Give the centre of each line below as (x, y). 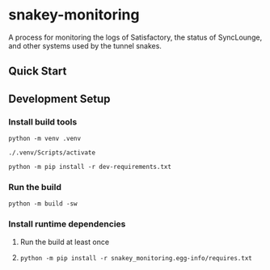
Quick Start (38, 72)
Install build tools (43, 121)
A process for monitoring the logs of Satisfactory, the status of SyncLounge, (135, 37)
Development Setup (59, 99)
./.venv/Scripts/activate (52, 153)
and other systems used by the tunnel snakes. (85, 45)
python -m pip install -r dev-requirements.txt (90, 167)
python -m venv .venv (45, 139)
